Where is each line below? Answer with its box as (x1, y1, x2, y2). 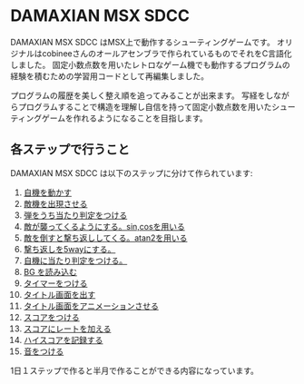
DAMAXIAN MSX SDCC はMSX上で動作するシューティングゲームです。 (10, 36, 275, 47)
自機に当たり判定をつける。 (23, 255, 128, 266)
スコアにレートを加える (23, 323, 112, 334)
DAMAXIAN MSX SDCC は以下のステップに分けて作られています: (10, 167, 253, 178)
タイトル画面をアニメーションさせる (23, 300, 160, 311)
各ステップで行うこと (10, 142, 130, 157)
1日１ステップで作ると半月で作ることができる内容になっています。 (10, 365, 260, 376)
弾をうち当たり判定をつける (23, 210, 128, 221)
